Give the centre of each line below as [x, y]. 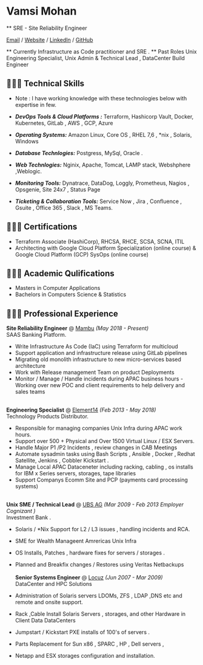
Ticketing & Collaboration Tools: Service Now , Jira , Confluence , [98, 201]
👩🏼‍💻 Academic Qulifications [61, 273]
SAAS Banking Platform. [36, 335]
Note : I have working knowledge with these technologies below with [101, 98]
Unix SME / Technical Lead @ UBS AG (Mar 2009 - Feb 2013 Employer [95, 505]
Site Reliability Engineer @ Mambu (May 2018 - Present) [78, 328]
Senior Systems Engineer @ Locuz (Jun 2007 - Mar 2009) [89, 577]
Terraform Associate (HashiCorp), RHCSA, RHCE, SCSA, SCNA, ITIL [100, 241]
